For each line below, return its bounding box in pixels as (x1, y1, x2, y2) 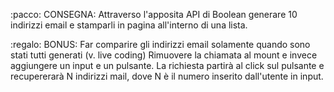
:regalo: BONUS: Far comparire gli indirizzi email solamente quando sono (10, 39, 311, 50)
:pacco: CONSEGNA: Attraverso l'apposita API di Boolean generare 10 (10, 9, 298, 20)
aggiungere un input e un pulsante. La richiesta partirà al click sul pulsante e (10, 60, 325, 71)
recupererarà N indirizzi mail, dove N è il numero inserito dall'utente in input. (10, 70, 324, 82)
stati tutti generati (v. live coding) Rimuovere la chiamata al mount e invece (10, 49, 318, 61)
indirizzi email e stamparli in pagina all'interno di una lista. (10, 19, 248, 31)
